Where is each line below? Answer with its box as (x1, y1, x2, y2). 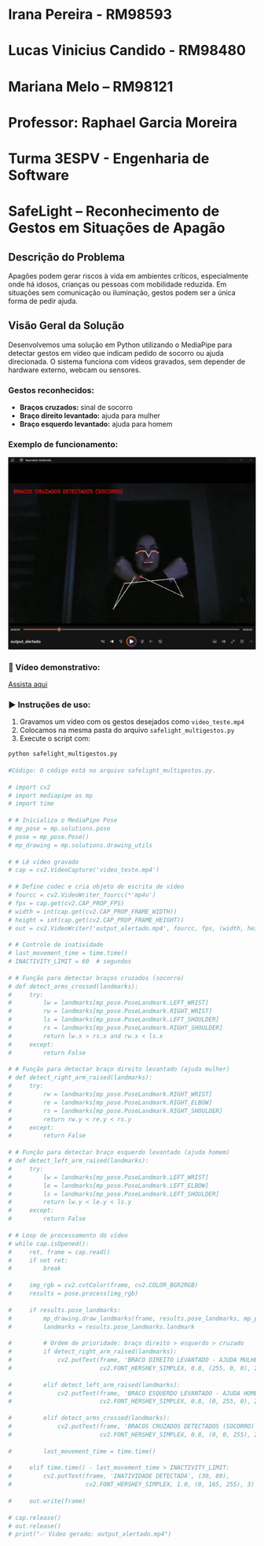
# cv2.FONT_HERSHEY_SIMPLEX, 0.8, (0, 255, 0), (8, 1397, 251, 1406)
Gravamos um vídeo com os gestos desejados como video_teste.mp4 (19, 717, 245, 727)
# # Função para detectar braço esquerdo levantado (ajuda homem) (8, 1148, 230, 1156)
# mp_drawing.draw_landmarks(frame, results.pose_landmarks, (8, 1315, 241, 1322)
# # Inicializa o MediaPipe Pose (8, 816, 118, 824)
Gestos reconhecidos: (8, 384, 94, 395)
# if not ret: (8, 1256, 68, 1264)
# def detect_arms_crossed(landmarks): (8, 982, 139, 990)
